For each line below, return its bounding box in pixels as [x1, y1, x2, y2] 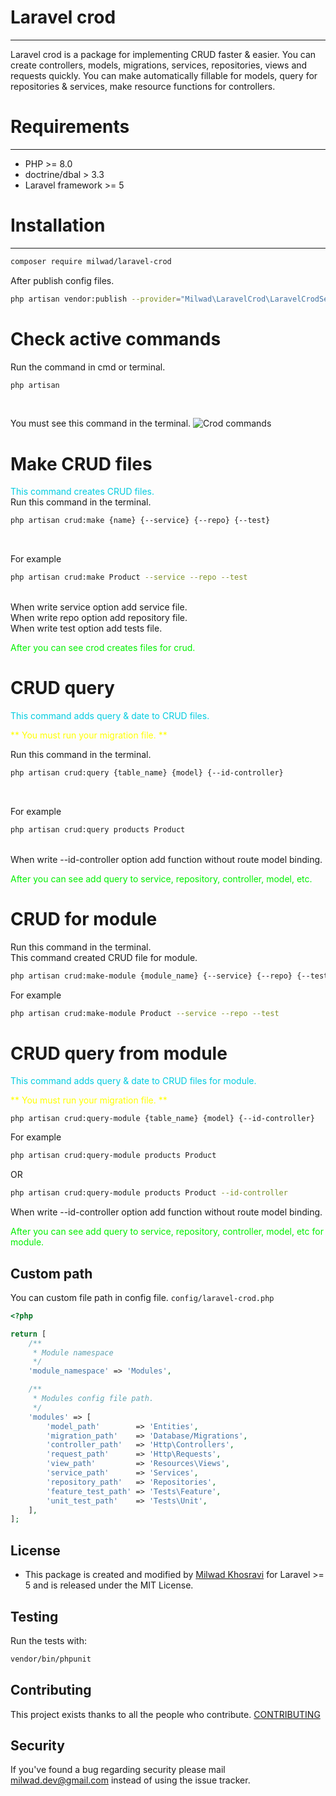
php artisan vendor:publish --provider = [10, 294, 182, 304]
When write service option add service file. [10, 601, 188, 613]
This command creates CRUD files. [10, 486, 155, 498]
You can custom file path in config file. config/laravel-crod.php [10, 1291, 275, 1303]
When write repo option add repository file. [10, 612, 188, 624]
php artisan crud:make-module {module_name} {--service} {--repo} [10, 971, 293, 981]
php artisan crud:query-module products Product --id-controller [10, 1188, 288, 1198]
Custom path [10, 1265, 93, 1282]
